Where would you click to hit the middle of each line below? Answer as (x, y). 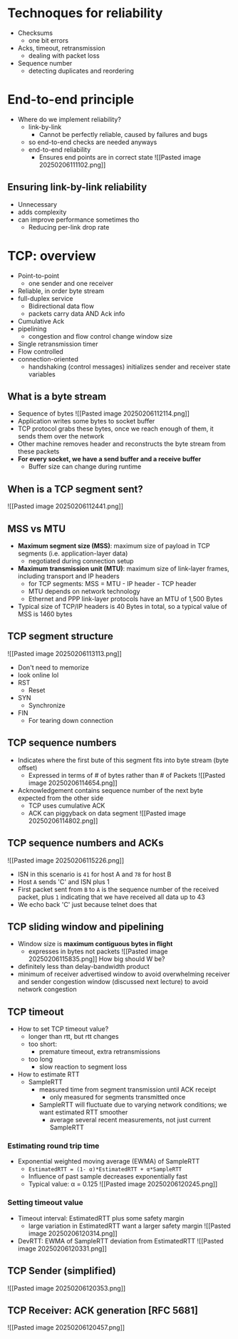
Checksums (35, 33)
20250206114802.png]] (63, 821)
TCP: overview (52, 256)
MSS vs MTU (37, 529)
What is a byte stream (57, 397)
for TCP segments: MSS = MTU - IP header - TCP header (113, 584)
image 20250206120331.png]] (62, 1248)
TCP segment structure (61, 636)
